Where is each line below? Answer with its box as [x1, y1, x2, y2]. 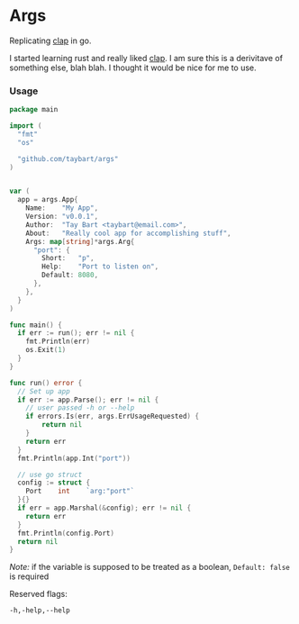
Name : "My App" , [25, 203, 99, 213]
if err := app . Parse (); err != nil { [17, 395, 159, 404]
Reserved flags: [9, 589, 68, 600]
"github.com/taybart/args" [17, 154, 119, 163]
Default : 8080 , [41, 271, 99, 280]
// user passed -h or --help [25, 403, 135, 412]
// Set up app [17, 386, 70, 396]
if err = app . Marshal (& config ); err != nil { [17, 503, 192, 513]
